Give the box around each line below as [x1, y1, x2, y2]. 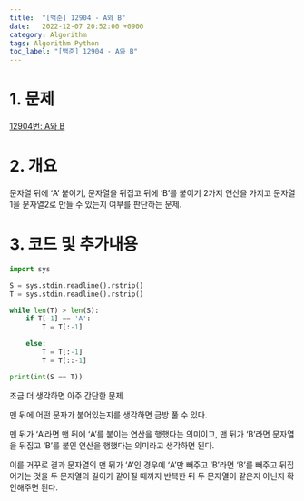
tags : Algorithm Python [9, 38, 100, 48]
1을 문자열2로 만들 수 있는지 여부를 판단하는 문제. [9, 199, 182, 210]
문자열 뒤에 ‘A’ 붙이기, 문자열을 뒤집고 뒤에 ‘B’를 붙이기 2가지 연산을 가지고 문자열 [9, 188, 296, 198]
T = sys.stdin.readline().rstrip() [9, 290, 144, 299]
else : [25, 339, 47, 349]
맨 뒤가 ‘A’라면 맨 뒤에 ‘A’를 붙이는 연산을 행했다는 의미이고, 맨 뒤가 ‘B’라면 [9, 428, 270, 439]
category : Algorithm [9, 30, 88, 39]
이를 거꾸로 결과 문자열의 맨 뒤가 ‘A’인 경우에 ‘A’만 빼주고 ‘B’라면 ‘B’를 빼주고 [9, 459, 278, 470]
